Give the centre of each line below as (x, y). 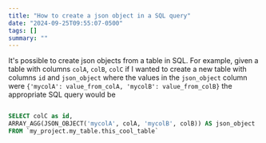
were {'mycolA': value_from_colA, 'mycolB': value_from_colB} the (121, 86)
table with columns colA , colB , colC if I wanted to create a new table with (128, 70)
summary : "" (28, 38)
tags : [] (23, 30)
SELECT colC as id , (41, 117)
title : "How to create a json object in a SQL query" (100, 16)
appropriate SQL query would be (62, 95)
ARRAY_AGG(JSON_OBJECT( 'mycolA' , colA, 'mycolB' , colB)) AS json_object (132, 124)
